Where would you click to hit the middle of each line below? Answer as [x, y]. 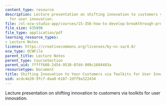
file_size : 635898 [24, 28]
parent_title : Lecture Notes [35, 56]
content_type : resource [30, 10]
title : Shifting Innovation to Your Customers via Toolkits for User [78, 74]
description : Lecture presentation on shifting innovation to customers [82, 14]
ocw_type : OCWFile [24, 51]
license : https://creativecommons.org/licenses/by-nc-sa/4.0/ [70, 47]
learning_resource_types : [32, 38]
